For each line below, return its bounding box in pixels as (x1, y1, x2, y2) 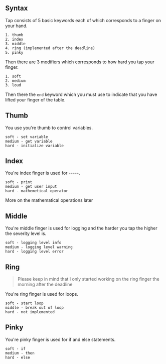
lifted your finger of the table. (5, 96, 66, 102)
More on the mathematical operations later (5, 197, 93, 203)
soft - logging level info (5, 240, 62, 246)
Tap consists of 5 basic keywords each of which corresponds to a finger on (5, 17, 161, 23)
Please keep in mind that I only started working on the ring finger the (17, 276, 159, 282)
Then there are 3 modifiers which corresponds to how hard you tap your (5, 59, 154, 65)
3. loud (5, 82, 22, 87)
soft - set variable (5, 134, 49, 140)
